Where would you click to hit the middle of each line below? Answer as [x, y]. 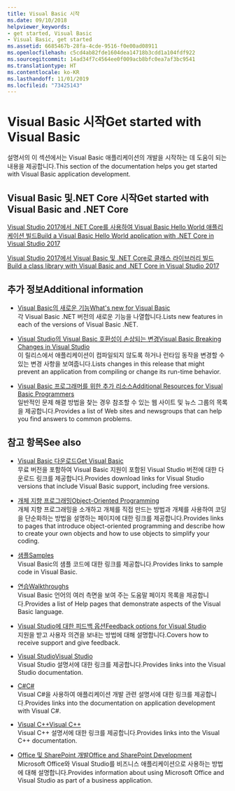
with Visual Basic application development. [69, 174]
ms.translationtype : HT [42, 66]
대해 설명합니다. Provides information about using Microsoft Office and [124, 772]
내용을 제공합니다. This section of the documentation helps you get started [113, 166]
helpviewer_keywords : [39, 27]
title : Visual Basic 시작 [44, 14]
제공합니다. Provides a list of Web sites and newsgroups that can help [123, 411]
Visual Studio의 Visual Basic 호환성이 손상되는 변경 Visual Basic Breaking [119, 339]
